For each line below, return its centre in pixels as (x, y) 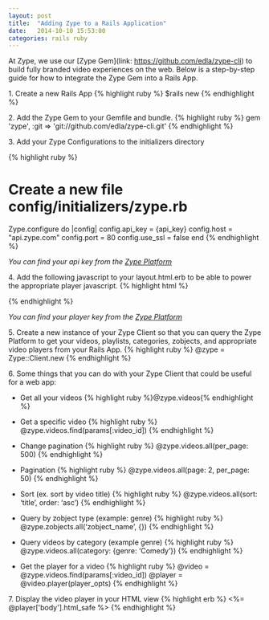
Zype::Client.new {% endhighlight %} (70, 358)
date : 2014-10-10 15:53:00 (57, 31)
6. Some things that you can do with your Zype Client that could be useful (130, 373)
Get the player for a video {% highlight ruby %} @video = (114, 566)
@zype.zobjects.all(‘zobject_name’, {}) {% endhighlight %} (117, 527)
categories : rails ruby (48, 38)
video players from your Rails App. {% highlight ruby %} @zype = (116, 349)
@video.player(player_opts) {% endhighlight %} (99, 584)
